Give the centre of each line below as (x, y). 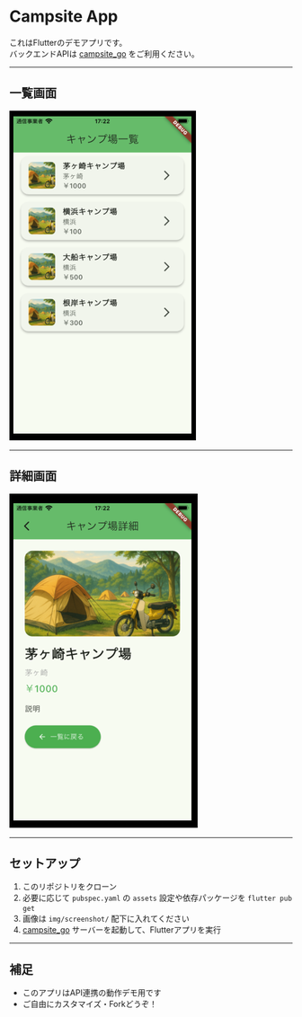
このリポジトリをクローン (70, 887)
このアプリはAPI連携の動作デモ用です (92, 993)
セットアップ (45, 863)
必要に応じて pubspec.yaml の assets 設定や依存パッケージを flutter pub (157, 898)
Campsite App (64, 17)
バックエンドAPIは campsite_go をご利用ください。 (104, 53)
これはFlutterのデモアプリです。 (68, 42)
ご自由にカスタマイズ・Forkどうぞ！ (89, 1004)
